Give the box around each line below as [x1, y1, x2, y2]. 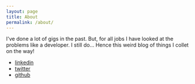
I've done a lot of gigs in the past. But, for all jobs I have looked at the [6, 36, 174, 43]
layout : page [6, 8, 38, 15]
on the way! [6, 48, 35, 55]
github [14, 71, 31, 79]
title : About [6, 14, 38, 20]
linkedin [14, 59, 34, 66]
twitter [14, 65, 31, 72]
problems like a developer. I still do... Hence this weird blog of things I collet [6, 41, 189, 48]
